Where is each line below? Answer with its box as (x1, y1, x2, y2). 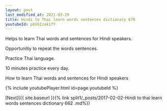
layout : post (5, 7, 33, 13)
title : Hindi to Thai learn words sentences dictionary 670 (5, 17, 136, 22)
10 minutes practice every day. (5, 65, 70, 71)
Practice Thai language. (5, 55, 55, 62)
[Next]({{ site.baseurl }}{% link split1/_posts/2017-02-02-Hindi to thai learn (5, 95, 162, 101)
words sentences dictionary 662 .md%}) (5, 100, 91, 106)
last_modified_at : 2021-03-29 (5, 12, 70, 17)
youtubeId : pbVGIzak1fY (5, 21, 56, 27)
